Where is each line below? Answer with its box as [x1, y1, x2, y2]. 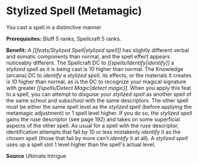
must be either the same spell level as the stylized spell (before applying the [6, 103, 192, 110]
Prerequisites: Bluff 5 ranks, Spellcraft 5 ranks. [6, 35, 122, 42]
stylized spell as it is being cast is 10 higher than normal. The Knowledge [6, 65, 184, 72]
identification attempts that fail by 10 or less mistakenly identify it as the [6, 128, 181, 135]
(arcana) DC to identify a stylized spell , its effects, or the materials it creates [6, 72, 191, 79]
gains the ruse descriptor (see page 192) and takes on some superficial [6, 115, 180, 122]
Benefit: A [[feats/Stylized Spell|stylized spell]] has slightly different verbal [6, 46, 189, 54]
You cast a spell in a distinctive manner [6, 24, 102, 31]
